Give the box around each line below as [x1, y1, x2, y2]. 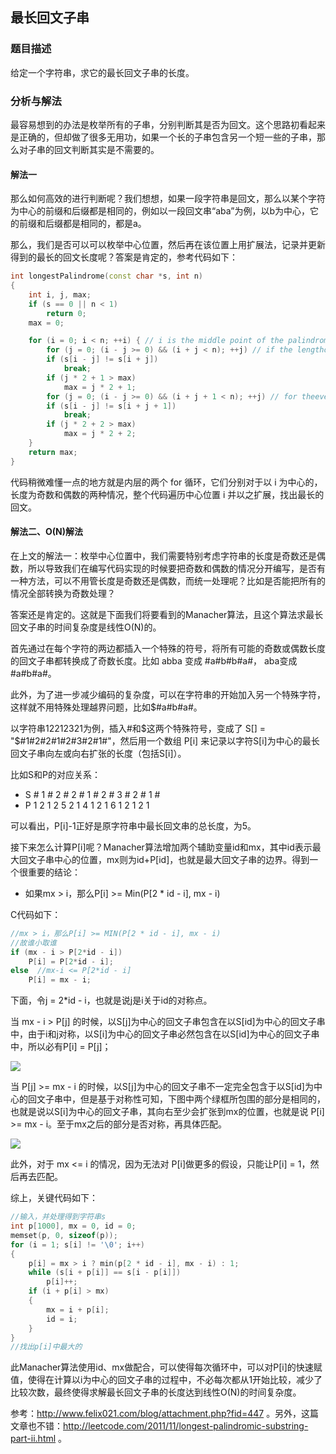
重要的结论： [27, 866, 81, 878]
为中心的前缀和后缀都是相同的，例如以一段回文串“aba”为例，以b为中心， [10, 205, 311, 217]
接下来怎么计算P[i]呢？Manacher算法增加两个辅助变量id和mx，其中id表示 [10, 841, 313, 853]
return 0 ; [46, 308, 87, 318]
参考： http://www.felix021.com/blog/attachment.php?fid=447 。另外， [10, 1408, 302, 1420]
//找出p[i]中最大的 [10, 1342, 83, 1352]
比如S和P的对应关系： [10, 768, 101, 780]
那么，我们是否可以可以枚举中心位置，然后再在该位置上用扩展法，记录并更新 [10, 239, 326, 251]
